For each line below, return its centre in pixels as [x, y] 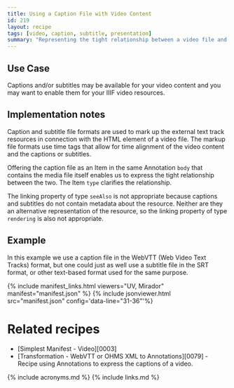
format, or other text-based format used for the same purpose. [98, 272]
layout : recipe [29, 27]
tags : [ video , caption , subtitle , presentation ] [80, 33]
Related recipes [54, 329]
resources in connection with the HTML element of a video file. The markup [116, 139]
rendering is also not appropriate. [55, 218]
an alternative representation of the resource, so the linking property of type [117, 210]
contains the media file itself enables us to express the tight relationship [111, 175]
